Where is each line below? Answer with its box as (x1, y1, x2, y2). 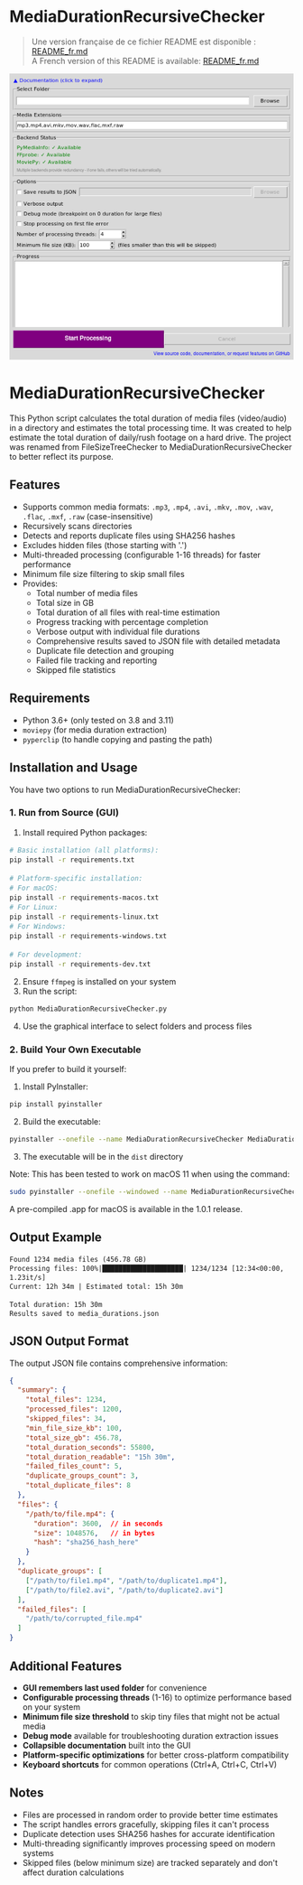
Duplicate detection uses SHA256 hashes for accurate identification (22, 1828, 275, 1839)
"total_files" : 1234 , (25, 1395, 106, 1404)
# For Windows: (9, 921, 67, 931)
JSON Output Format (9, 1334, 129, 1349)
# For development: (9, 950, 83, 959)
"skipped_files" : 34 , (25, 1414, 106, 1423)
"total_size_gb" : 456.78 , (25, 1433, 124, 1442)
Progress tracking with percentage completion (35, 616, 209, 627)
